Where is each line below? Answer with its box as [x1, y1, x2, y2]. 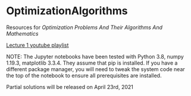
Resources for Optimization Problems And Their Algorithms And [6, 24, 162, 31]
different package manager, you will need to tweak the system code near [6, 65, 186, 72]
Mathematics [6, 30, 39, 37]
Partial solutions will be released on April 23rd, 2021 [6, 83, 134, 90]
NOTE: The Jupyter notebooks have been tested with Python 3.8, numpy [6, 53, 184, 60]
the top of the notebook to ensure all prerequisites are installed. [6, 72, 162, 79]
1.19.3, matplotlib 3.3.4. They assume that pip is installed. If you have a [6, 59, 178, 66]
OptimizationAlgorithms [6, 4, 128, 18]
